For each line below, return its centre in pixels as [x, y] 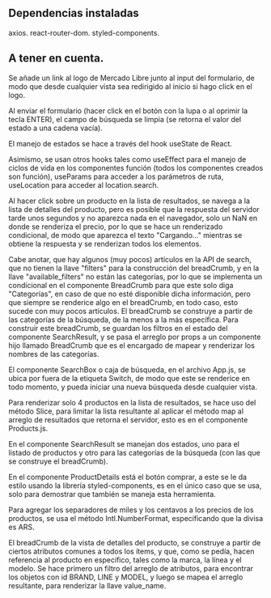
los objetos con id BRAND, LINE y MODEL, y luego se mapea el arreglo [126, 577]
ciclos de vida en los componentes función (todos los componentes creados [136, 168]
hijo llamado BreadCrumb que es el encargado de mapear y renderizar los [131, 345]
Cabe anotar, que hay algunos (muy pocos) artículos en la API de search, [130, 259]
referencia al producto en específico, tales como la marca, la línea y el [125, 560]
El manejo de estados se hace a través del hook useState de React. [121, 143]
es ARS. [21, 527]
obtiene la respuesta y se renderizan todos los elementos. [105, 244]
